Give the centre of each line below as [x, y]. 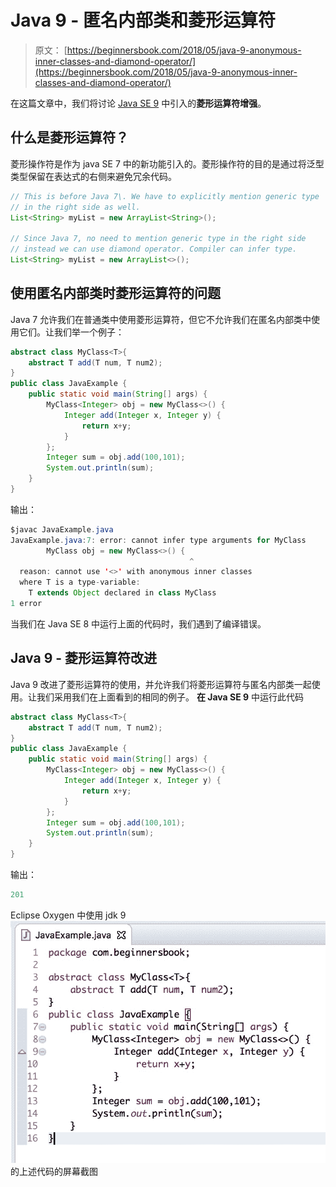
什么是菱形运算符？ [69, 137]
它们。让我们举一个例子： [71, 332]
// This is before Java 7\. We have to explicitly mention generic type [165, 196]
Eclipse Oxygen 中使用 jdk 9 [68, 915]
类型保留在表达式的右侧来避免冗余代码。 [93, 176]
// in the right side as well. [75, 207]
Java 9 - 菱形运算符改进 [84, 658]
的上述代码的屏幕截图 [54, 1172]
